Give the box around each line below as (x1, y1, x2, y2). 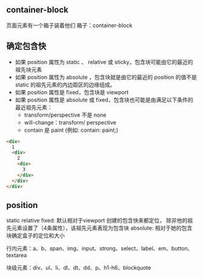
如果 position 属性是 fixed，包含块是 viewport (15, 88, 129, 96)
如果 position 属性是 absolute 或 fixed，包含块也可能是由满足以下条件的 (15, 96, 193, 103)
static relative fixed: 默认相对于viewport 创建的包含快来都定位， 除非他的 (6, 217, 188, 224)
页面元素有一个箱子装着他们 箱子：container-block (6, 21, 133, 29)
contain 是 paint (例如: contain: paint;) (24, 126, 119, 134)
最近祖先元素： (15, 103, 53, 111)
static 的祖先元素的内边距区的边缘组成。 (15, 81, 116, 88)
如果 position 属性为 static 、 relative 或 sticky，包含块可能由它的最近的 (15, 58, 193, 65)
